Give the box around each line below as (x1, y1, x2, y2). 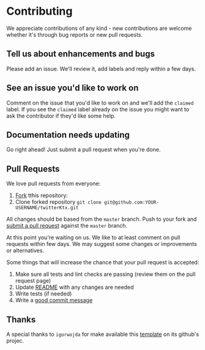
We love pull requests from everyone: (6, 180, 101, 187)
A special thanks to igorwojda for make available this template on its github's (6, 330, 199, 338)
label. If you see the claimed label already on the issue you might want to (6, 105, 190, 113)
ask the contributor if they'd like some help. (6, 112, 116, 119)
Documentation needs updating (6, 130, 130, 140)
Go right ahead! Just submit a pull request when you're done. (6, 146, 161, 154)
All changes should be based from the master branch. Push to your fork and (6, 215, 197, 223)
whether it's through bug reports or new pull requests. (6, 31, 143, 38)
